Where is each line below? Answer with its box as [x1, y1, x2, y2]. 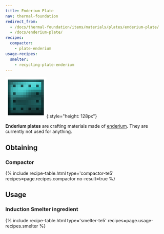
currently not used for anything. [5, 128, 73, 135]
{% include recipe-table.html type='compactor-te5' [5, 170, 114, 176]
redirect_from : [5, 19, 38, 24]
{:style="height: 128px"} [46, 113, 97, 120]
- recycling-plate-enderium [14, 62, 74, 67]
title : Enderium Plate [5, 8, 54, 13]
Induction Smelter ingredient [5, 206, 78, 213]
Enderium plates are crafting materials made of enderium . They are [5, 123, 149, 129]
